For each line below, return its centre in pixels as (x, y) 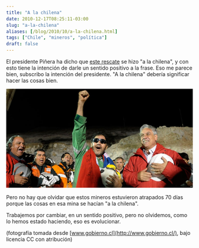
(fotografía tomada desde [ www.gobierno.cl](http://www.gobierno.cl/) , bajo (98, 233)
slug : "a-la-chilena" (33, 25)
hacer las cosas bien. (32, 81)
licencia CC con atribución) (39, 239)
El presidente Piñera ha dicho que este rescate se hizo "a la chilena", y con (97, 62)
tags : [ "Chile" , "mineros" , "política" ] (57, 38)
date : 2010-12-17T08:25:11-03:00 (47, 19)
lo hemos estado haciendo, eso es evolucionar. (64, 221)
